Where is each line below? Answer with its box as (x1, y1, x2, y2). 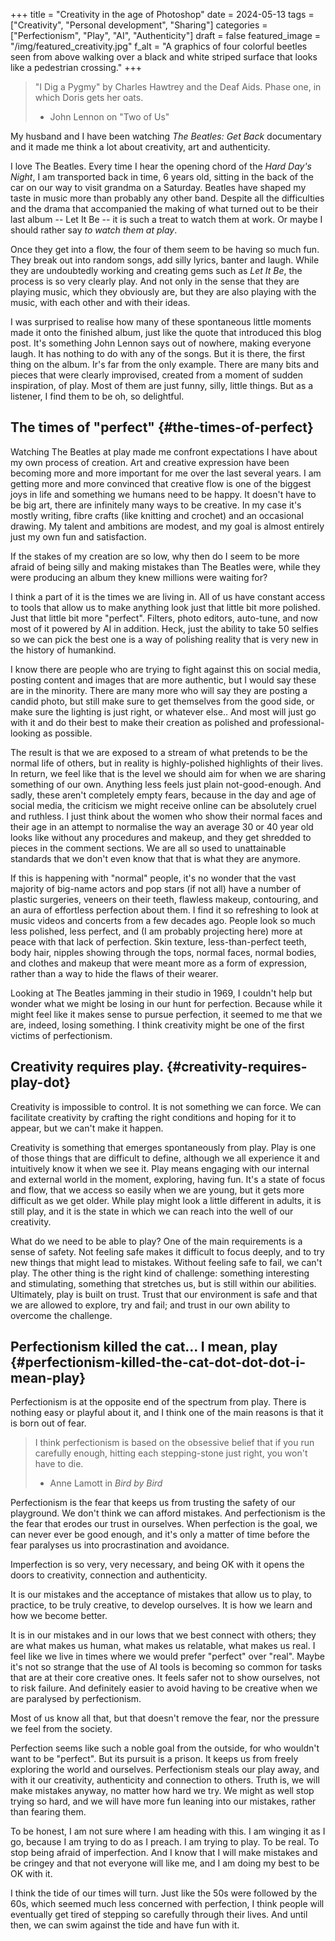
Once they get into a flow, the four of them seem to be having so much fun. (10, 244, 320, 255)
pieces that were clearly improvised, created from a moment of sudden (10, 369, 303, 381)
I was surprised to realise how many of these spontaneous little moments (10, 316, 312, 328)
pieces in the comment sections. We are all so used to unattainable (10, 842, 287, 854)
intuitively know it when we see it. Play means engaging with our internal (10, 1162, 310, 1174)
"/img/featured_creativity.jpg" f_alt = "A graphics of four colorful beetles (10, 40, 308, 52)
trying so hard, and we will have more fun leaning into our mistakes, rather (10, 1795, 317, 1808)
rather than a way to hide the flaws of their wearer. (10, 967, 219, 979)
